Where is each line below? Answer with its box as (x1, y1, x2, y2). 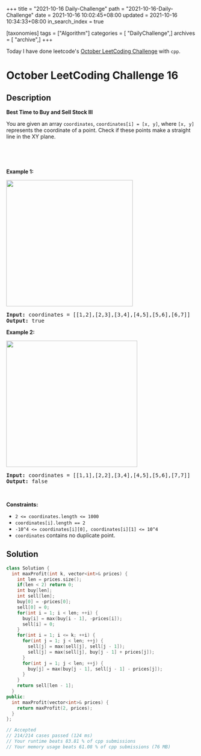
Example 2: (6, 329, 35, 336)
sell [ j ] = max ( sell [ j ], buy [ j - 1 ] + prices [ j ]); (28, 649, 155, 655)
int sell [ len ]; (17, 593, 55, 600)
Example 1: (6, 168, 34, 175)
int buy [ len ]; (17, 587, 52, 593)
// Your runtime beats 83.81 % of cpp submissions (6, 739, 136, 745)
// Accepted (6, 727, 36, 733)
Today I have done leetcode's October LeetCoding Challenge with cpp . (6, 48, 181, 55)
